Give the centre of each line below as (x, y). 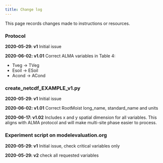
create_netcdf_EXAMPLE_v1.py (43, 88)
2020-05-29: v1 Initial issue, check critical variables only (63, 146)
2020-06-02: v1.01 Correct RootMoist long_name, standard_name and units (81, 108)
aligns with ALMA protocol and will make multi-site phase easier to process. (81, 123)
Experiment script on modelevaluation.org (56, 135)
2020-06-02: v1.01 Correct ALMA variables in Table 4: (60, 56)
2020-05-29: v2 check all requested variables (52, 155)
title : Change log (24, 9)
